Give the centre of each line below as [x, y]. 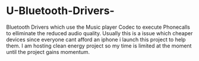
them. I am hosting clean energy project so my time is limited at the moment [99, 46]
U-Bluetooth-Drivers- [60, 11]
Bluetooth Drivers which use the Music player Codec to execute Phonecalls [98, 27]
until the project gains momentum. [48, 52]
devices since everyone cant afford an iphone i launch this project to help [96, 39]
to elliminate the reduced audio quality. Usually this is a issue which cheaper [99, 33]
